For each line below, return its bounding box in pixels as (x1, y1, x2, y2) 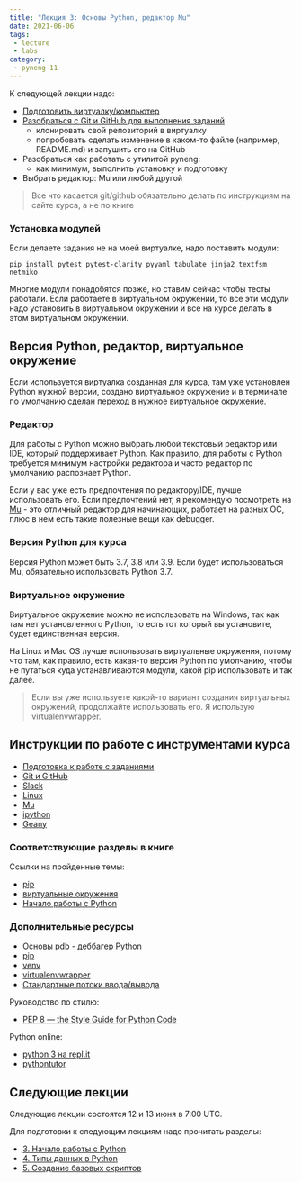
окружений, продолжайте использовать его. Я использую (31, 701, 255, 712)
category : (9, 55, 47, 64)
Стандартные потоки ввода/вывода (22, 979, 160, 990)
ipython (22, 808, 51, 820)
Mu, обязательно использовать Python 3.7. (9, 566, 173, 577)
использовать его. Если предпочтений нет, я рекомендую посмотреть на (9, 495, 292, 505)
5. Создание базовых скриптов (22, 1163, 142, 1174)
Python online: (9, 1032, 63, 1042)
